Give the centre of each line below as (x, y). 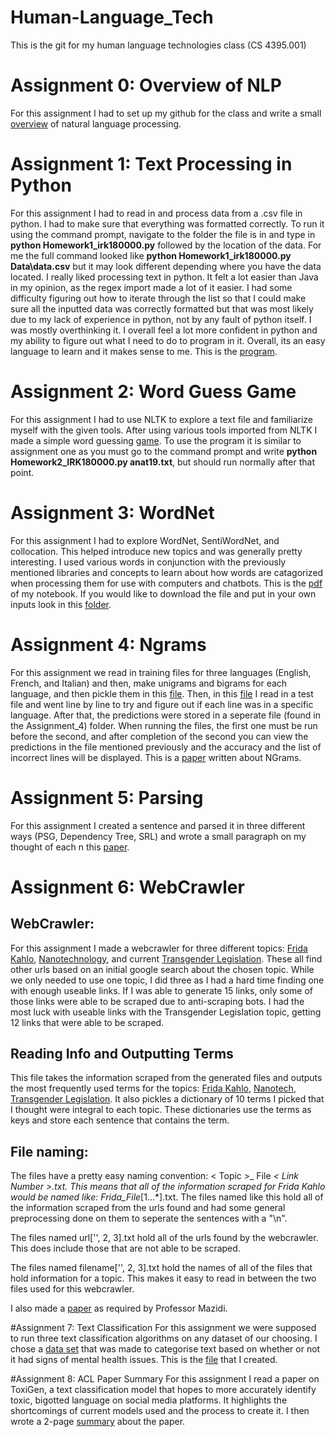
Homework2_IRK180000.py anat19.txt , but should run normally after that (162, 462)
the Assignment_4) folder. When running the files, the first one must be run (164, 725)
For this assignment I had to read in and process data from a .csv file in (156, 213)
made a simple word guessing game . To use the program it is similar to (156, 440)
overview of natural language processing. (96, 123)
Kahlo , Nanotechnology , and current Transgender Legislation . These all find (166, 958)
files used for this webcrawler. (72, 1289)
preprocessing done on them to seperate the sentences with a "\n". (149, 1218)
